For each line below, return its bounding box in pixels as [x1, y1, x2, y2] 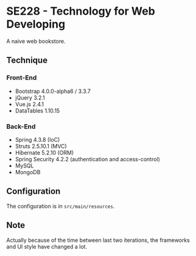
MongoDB [15, 168, 41, 175]
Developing [6, 17, 66, 31]
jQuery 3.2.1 [15, 93, 46, 101]
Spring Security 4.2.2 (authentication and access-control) [15, 155, 160, 163]
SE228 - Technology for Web [6, 4, 155, 18]
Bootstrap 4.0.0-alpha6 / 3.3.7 [15, 87, 91, 95]
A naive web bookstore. [6, 37, 66, 45]
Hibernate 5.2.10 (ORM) [15, 148, 74, 156]
